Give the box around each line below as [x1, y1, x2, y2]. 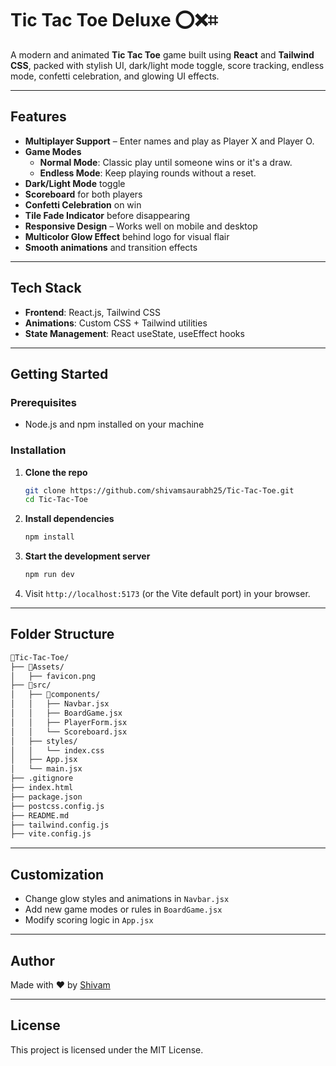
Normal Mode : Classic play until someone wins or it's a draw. [39, 156, 293, 168]
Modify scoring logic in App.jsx [24, 914, 154, 926]
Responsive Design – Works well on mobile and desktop [24, 220, 258, 232]
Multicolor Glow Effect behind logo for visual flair [24, 230, 230, 242]
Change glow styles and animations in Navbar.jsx [24, 893, 230, 905]
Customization [10, 866, 105, 883]
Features [10, 108, 67, 126]
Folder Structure [10, 626, 115, 643]
